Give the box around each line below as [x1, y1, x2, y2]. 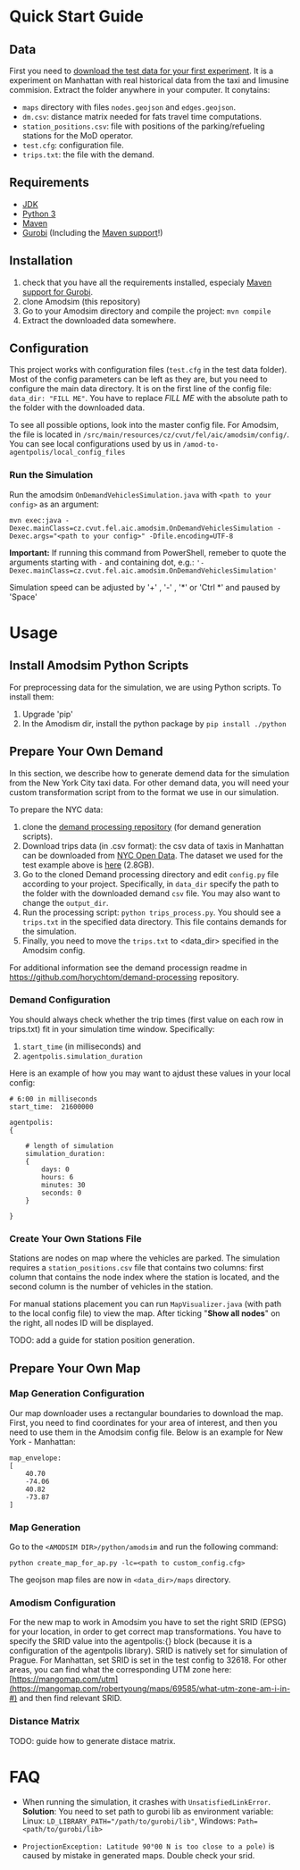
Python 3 [21, 208, 56, 219]
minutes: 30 [41, 1180, 87, 1189]
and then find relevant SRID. [19, 1693, 122, 1704]
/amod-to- [182, 440, 220, 449]
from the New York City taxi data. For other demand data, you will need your [9, 777, 290, 788]
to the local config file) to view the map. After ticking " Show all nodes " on [9, 1308, 281, 1319]
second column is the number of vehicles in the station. [9, 1281, 213, 1292]
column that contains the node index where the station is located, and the [9, 1271, 279, 1283]
